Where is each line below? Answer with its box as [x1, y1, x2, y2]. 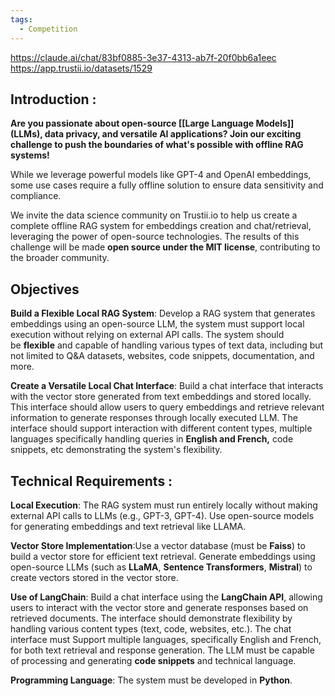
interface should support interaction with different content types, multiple [10, 422, 313, 435]
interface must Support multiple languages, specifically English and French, [10, 633, 322, 645]
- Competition [19, 24, 78, 34]
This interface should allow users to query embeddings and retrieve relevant [10, 401, 325, 413]
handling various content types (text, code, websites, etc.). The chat [10, 622, 292, 635]
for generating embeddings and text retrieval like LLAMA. [10, 520, 247, 532]
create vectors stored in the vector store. [10, 571, 179, 583]
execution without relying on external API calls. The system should [10, 329, 285, 341]
